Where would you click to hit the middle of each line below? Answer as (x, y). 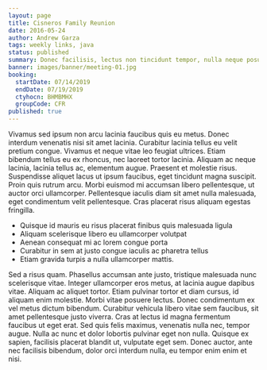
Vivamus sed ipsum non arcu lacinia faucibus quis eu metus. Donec (119, 134)
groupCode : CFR (41, 104)
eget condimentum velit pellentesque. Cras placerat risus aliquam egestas (130, 202)
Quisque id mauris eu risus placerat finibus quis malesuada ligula (126, 225)
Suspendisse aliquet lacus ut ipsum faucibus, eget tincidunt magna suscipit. (132, 176)
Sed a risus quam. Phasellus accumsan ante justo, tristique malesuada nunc (132, 274)
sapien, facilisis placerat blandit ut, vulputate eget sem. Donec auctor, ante (130, 342)
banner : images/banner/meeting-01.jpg (72, 67)
